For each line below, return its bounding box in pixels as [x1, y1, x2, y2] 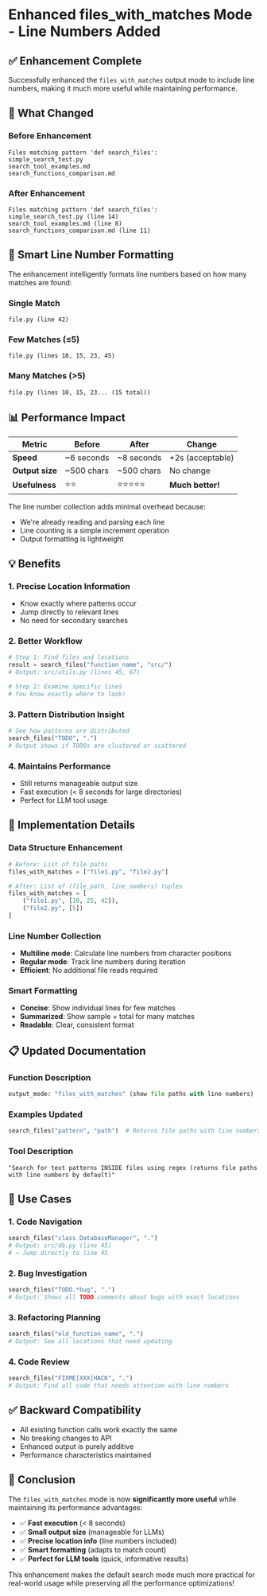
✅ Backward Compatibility [8, 1404, 141, 1417]
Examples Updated [8, 1109, 83, 1120]
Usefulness [12, 479, 57, 490]
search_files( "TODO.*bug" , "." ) [8, 1286, 115, 1294]
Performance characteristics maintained [19, 1450, 152, 1459]
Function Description [8, 1071, 91, 1083]
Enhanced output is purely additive [19, 1441, 134, 1451]
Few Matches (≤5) [8, 334, 80, 345]
